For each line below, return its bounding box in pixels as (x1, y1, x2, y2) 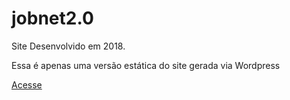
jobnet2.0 (11, 7, 94, 30)
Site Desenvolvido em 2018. (11, 40, 126, 52)
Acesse (11, 78, 43, 91)
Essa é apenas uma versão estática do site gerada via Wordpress (11, 59, 281, 71)
